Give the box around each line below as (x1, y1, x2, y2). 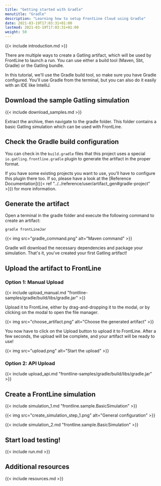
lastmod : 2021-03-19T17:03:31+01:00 (5, 25, 79, 30)
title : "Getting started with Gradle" (5, 7, 83, 12)
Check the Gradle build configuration (5, 138, 119, 146)
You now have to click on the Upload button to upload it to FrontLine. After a (5, 328, 156, 334)
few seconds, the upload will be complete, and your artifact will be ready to (5, 333, 155, 339)
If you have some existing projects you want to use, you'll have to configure (5, 170, 156, 176)
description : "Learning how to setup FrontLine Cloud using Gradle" (5, 16, 146, 21)
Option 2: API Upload (5, 360, 56, 367)
